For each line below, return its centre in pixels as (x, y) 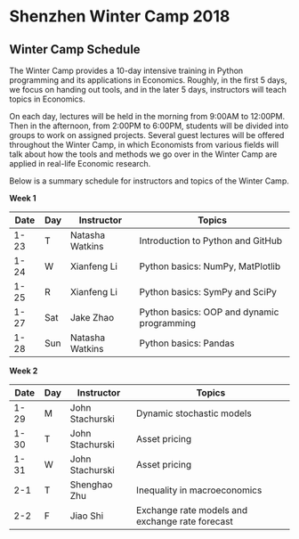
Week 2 (24, 371)
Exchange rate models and (192, 510)
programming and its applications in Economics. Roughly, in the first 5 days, (148, 80)
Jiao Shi (87, 516)
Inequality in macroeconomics (199, 490)
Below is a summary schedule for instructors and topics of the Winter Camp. (149, 181)
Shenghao (91, 485)
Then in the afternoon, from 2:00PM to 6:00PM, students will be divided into (149, 126)
